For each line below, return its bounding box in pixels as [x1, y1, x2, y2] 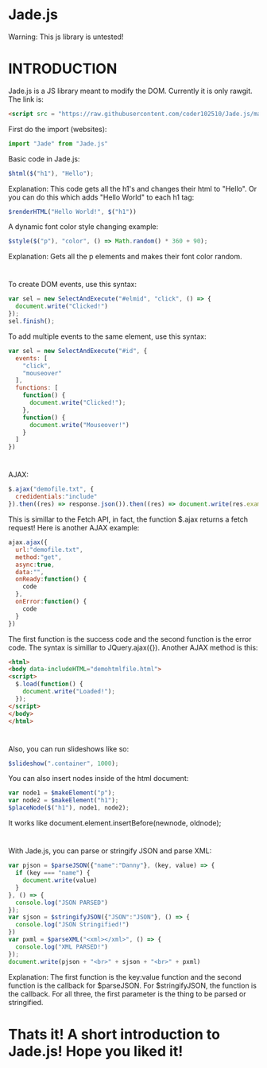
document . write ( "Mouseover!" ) [29, 421, 130, 429]
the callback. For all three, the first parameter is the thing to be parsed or [8, 988, 246, 999]
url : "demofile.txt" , [15, 546, 83, 553]
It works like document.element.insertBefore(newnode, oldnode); [8, 818, 222, 828]
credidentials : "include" [15, 493, 98, 501]
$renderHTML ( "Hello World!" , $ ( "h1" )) [8, 208, 137, 216]
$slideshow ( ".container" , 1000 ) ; [8, 759, 119, 767]
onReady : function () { [15, 575, 87, 584]
